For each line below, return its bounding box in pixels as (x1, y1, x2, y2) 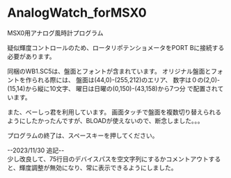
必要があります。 (7, 52, 56, 60)
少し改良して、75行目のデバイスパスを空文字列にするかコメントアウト (7, 154, 209, 163)
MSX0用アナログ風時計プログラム (7, 29, 104, 37)
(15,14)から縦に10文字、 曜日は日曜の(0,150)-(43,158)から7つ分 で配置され (7, 84, 218, 92)
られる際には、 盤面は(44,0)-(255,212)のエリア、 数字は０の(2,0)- (31, 75, 221, 84)
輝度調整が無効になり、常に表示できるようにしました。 (19, 163, 177, 172)
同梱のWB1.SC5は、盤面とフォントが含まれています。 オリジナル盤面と (7, 67, 212, 75)
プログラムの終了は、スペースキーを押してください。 (7, 131, 159, 140)
